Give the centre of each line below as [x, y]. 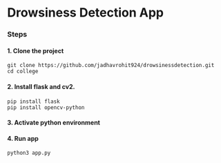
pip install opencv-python [46, 107]
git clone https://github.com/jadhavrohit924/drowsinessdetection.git [111, 66]
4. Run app [23, 138]
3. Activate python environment [54, 123]
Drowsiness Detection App [86, 13]
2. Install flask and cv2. [41, 86]
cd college [23, 71]
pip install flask [33, 102]
